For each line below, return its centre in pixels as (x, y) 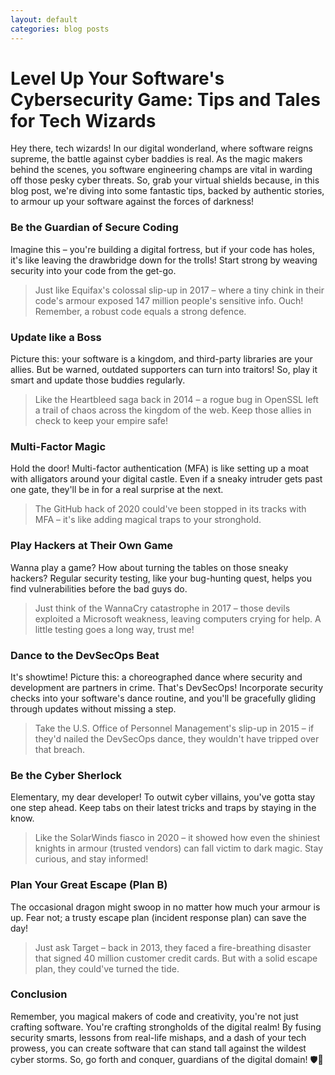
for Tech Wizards (83, 120)
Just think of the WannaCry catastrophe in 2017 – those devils (162, 608)
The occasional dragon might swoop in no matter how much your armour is (165, 907)
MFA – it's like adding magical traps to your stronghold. (148, 520)
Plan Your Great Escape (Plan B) (89, 885)
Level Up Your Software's (117, 78)
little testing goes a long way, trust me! (114, 629)
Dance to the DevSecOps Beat (85, 655)
